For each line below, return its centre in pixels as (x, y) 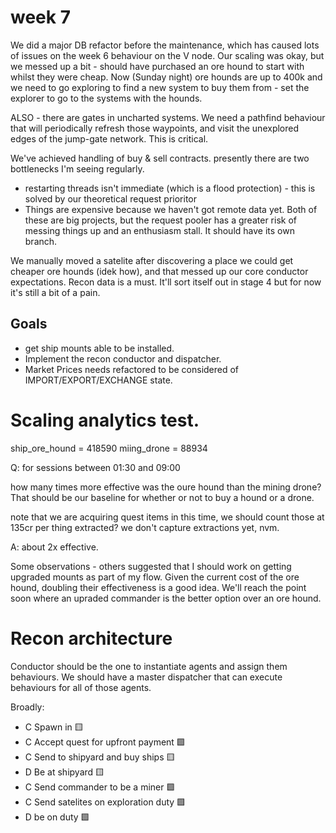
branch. (41, 241)
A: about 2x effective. (54, 547)
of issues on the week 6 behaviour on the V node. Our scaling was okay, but (167, 55)
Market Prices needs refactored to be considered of (132, 369)
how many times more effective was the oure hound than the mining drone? (166, 487)
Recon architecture (91, 638)
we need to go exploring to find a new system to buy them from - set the (160, 87)
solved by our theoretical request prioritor (110, 198)
